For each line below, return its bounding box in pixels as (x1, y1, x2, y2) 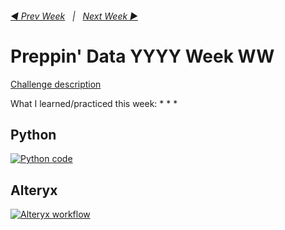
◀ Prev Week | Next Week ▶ (10, 10, 138, 22)
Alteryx (10, 182, 58, 199)
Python (10, 126, 57, 143)
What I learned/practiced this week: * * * (10, 97, 178, 109)
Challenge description (10, 78, 102, 90)
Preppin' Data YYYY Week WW (10, 45, 275, 67)
